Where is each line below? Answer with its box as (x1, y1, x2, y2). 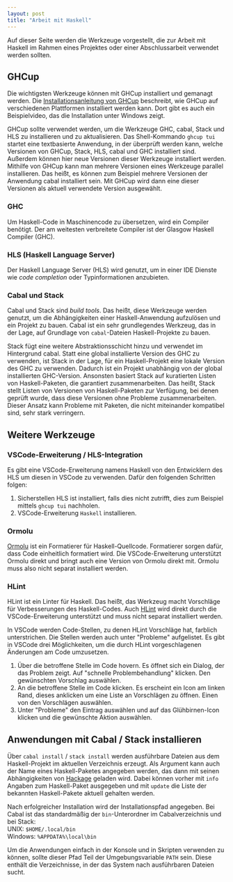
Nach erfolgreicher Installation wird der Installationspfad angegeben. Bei (7, 803, 215, 811)
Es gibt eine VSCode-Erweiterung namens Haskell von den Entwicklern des (7, 465, 223, 474)
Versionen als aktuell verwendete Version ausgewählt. (7, 184, 162, 192)
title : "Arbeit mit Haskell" (7, 17, 92, 24)
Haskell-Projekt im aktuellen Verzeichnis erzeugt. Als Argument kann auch (7, 759, 220, 768)
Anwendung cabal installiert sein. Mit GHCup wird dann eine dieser (7, 177, 200, 185)
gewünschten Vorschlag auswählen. (17, 676, 122, 685)
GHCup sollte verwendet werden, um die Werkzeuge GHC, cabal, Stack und (7, 125, 225, 133)
